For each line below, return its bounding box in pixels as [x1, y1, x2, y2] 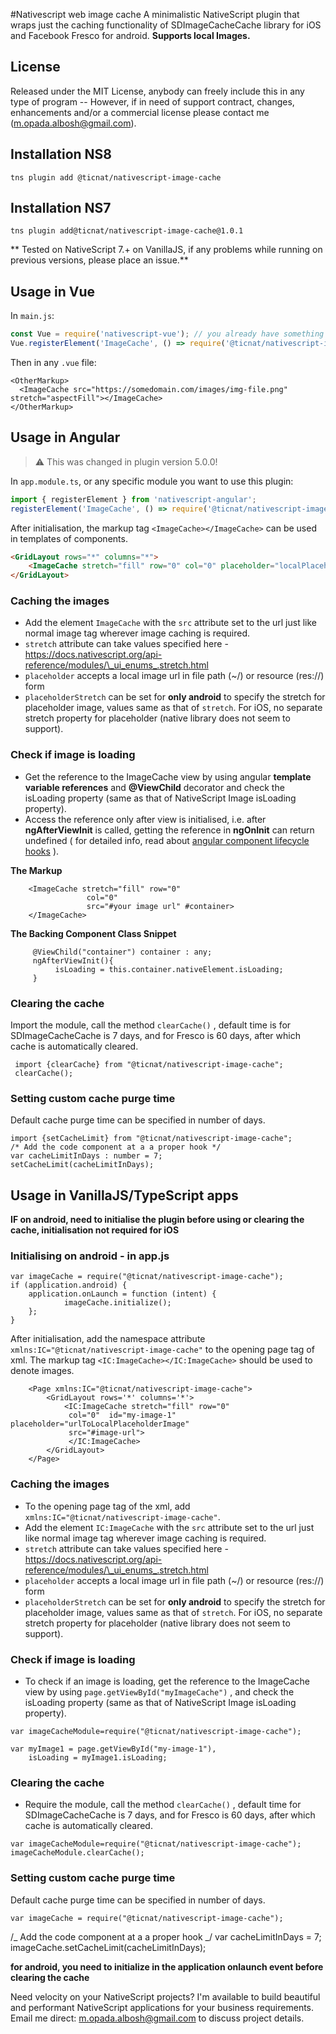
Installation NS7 [10, 200, 112, 217]
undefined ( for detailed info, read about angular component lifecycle [24, 834, 310, 846]
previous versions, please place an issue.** [10, 254, 189, 266]
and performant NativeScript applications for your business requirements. [10, 2001, 315, 2013]
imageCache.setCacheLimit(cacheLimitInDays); [10, 1941, 207, 1953]
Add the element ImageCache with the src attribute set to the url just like [24, 617, 317, 629]
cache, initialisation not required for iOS [10, 1224, 180, 1236]
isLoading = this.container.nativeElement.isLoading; [54, 964, 284, 974]
